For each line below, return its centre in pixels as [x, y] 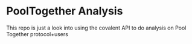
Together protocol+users [37, 34]
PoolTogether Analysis [65, 11]
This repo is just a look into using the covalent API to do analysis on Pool [96, 28]
